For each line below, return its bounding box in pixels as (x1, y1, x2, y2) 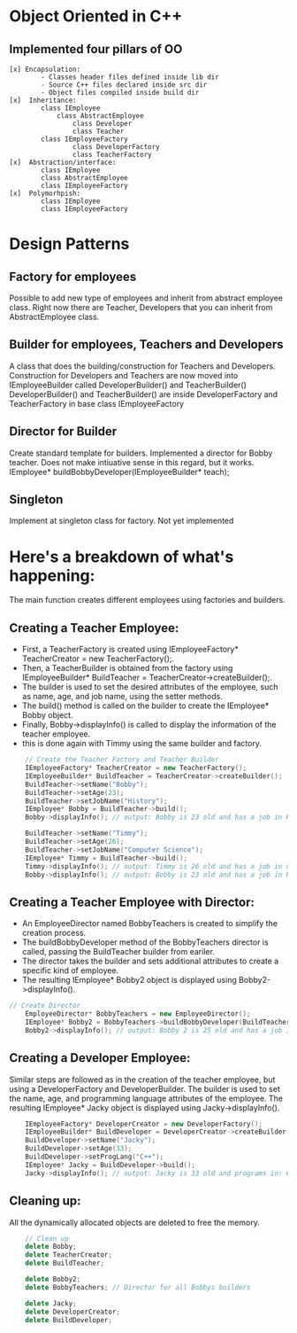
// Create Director (9, 1002, 81, 1010)
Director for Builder (9, 424, 118, 440)
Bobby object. (21, 710, 73, 721)
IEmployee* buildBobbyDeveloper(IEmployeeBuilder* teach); (9, 466, 230, 477)
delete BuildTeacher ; (25, 1259, 104, 1268)
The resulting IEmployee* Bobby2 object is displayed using (21, 975, 237, 986)
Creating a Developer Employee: (9, 1050, 191, 1065)
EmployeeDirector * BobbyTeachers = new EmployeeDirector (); (25, 1009, 251, 1018)
